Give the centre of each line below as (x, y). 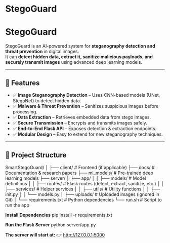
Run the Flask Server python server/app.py (51, 225)
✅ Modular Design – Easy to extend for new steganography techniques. (88, 134)
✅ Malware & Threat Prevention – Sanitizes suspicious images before (86, 106)
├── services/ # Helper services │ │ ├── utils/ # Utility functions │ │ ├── (83, 189)
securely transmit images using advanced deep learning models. (74, 62)
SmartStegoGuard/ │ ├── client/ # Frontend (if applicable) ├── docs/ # (80, 167)
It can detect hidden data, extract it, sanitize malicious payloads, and (79, 57)
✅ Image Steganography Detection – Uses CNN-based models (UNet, (86, 95)
